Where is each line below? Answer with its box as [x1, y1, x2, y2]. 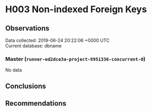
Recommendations [5, 99, 67, 108]
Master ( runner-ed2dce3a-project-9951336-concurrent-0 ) [5, 55, 146, 62]
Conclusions [5, 81, 46, 90]
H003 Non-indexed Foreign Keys [5, 4, 147, 15]
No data [5, 67, 22, 73]
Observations [5, 24, 50, 33]
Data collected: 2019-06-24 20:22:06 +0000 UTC [5, 37, 110, 43]
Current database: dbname [5, 43, 62, 49]
